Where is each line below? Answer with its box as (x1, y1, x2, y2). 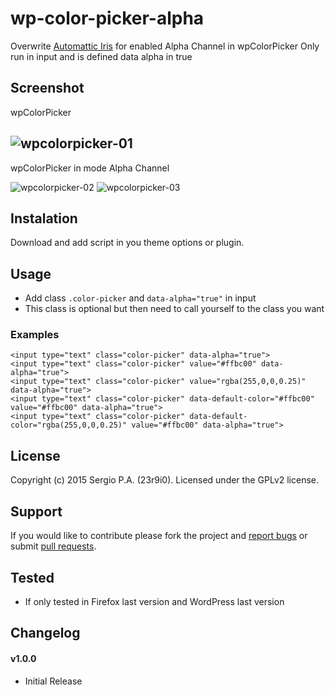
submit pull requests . (10, 540, 97, 552)
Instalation (10, 210, 78, 227)
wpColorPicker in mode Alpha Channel (10, 162, 170, 174)
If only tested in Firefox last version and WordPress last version (24, 595, 285, 607)
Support (10, 503, 63, 520)
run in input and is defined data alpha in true (10, 50, 193, 62)
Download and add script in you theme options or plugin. (10, 237, 245, 249)
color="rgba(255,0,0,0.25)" (10, 420, 128, 431)
